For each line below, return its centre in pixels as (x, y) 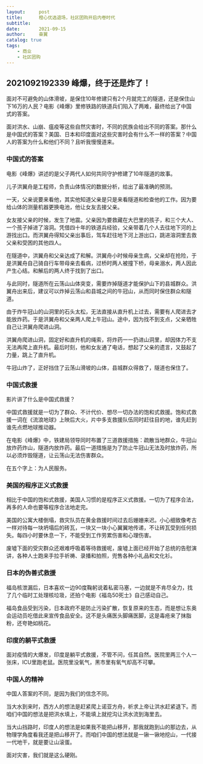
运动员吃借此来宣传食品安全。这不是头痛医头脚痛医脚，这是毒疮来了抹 (98, 615)
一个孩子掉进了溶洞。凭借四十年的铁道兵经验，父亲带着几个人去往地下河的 (99, 227)
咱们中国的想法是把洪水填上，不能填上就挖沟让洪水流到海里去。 (85, 714)
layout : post (28, 12)
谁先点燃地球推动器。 (33, 427)
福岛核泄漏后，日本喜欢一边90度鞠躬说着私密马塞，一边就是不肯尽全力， (97, 587)
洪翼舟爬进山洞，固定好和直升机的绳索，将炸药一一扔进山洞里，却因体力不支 (101, 340)
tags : (13, 46)
